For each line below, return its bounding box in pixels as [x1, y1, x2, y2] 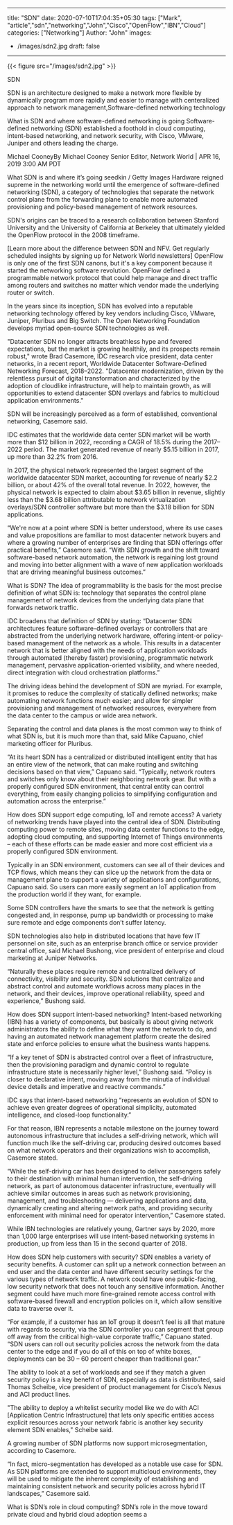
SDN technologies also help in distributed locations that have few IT [7, 932, 201, 940]
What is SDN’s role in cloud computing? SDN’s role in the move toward [7, 1503, 208, 1511]
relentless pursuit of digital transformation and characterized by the [7, 374, 200, 382]
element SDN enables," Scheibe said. [7, 1426, 114, 1433]
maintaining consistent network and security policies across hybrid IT [7, 1482, 206, 1490]
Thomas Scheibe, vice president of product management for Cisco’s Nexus [7, 1383, 222, 1391]
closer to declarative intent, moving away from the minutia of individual [7, 1075, 210, 1083]
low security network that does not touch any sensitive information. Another [7, 1282, 225, 1290]
